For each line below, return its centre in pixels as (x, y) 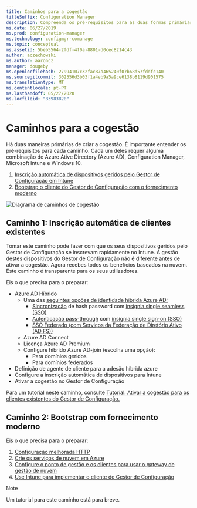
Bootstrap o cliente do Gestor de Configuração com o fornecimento (96, 187)
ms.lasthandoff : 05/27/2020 (40, 93)
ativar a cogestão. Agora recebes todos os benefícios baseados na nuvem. (97, 265)
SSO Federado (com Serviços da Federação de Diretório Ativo (107, 325)
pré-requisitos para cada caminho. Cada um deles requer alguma (85, 150)
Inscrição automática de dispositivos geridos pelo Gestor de (87, 174)
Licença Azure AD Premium (57, 344)
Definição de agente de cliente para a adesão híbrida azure (86, 369)
